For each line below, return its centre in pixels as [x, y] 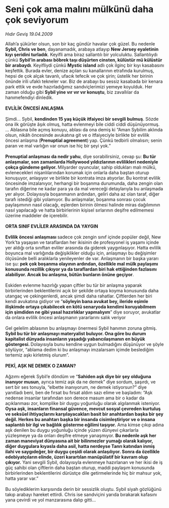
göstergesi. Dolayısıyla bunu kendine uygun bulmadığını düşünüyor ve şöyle [84, 344]
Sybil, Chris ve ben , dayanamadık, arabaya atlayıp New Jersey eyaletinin [82, 49]
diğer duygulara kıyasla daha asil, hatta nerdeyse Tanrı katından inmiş [80, 446]
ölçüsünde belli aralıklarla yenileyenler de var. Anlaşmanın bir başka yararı [82, 258]
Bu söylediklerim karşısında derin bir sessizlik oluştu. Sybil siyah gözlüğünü [83, 489]
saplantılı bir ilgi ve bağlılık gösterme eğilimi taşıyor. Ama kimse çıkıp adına [84, 425]
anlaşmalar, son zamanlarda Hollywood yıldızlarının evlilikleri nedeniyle [82, 162]
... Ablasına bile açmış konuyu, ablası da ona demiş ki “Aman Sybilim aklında [84, 129]
